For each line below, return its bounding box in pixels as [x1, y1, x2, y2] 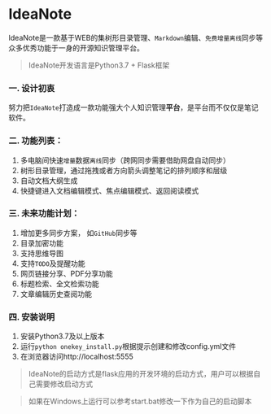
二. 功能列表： [8, 135, 63, 146]
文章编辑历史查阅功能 [20, 289, 92, 299]
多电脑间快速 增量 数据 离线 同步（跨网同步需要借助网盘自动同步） [20, 155, 230, 165]
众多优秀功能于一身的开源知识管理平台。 [8, 42, 144, 53]
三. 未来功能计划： [8, 208, 80, 220]
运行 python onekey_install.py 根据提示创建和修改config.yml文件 [20, 342, 236, 351]
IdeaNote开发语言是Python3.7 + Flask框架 [28, 60, 170, 70]
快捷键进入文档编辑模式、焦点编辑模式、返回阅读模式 [20, 185, 199, 195]
